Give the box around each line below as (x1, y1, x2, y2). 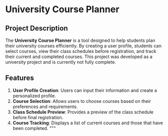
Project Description (5, 24, 68, 33)
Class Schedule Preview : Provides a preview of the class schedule (12, 108, 154, 115)
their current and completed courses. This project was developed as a (5, 53, 153, 60)
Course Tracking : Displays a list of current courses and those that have (12, 120, 163, 126)
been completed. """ (12, 125, 56, 131)
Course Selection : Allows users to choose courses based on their (12, 98, 151, 104)
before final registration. (12, 114, 64, 120)
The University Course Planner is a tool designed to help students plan (5, 37, 155, 43)
